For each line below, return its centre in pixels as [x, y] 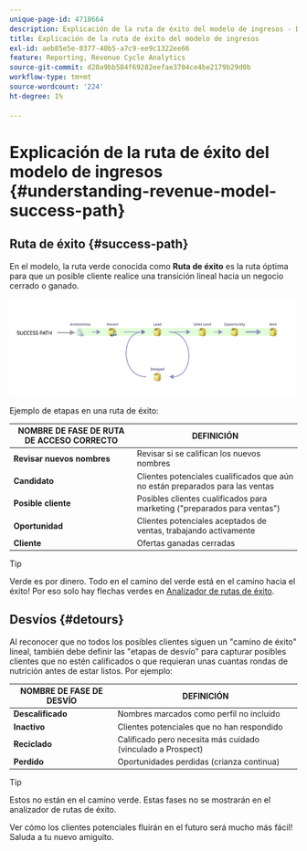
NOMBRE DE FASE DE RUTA [71, 431]
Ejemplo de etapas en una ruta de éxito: [84, 410]
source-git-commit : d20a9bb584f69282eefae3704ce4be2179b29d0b [130, 68]
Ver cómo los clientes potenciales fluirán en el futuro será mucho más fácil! [151, 827]
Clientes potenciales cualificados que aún [215, 476]
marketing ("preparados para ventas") [208, 508]
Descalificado [40, 714]
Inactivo [29, 727]
